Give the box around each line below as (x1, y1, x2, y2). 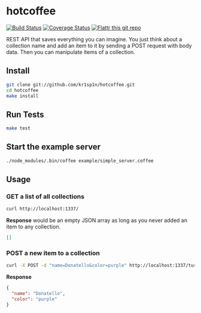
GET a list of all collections (6, 192, 85, 201)
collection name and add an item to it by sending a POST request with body (6, 42, 193, 49)
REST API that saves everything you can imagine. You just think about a (6, 35, 182, 43)
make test (6, 125, 31, 131)
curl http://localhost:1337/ (6, 206, 79, 212)
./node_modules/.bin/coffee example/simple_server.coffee (6, 158, 154, 164)
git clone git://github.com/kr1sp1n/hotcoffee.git (6, 82, 135, 88)
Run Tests (6, 109, 44, 119)
